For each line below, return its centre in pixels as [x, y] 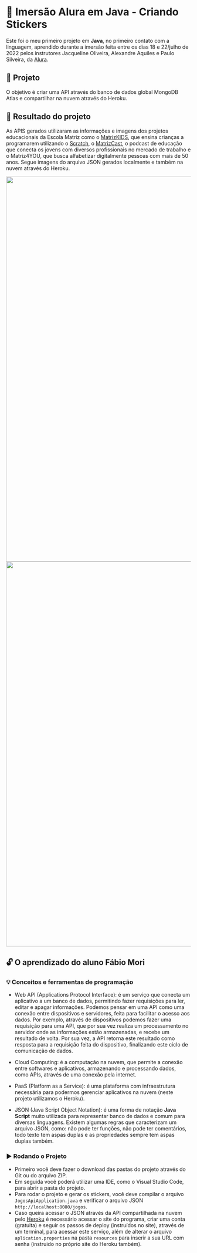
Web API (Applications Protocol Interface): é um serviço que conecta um [102, 995]
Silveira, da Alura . [27, 59]
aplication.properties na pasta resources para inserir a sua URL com [99, 1238]
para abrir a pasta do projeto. [50, 1188]
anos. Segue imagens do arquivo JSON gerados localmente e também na [95, 162]
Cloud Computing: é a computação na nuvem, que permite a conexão [98, 1062]
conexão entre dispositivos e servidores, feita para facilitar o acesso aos [102, 1014]
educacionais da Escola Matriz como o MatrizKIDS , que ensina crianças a [95, 137]
